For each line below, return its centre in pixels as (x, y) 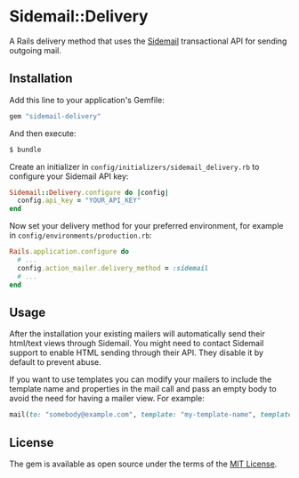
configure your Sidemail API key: (69, 176)
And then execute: (43, 133)
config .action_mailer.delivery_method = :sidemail (113, 268)
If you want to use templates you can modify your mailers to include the (141, 379)
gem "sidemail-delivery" (55, 116)
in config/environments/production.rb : (81, 235)
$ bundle (25, 150)
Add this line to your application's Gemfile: (87, 100)
